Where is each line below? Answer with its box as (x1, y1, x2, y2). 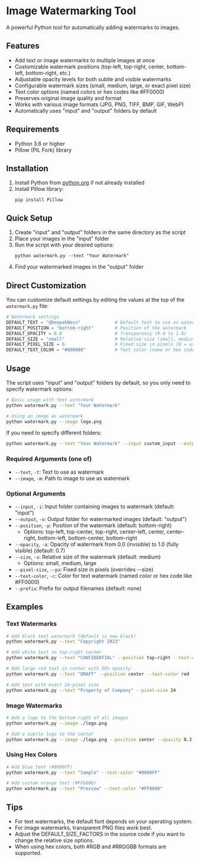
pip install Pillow (14, 197, 63, 203)
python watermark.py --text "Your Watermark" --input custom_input (6, 440, 176, 447)
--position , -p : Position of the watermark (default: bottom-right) (14, 522, 172, 529)
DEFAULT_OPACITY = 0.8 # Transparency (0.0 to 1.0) (6, 330, 187, 336)
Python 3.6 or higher (14, 140, 65, 147)
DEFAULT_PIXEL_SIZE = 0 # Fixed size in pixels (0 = (6, 341, 187, 347)
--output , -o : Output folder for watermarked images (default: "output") (14, 515, 187, 522)
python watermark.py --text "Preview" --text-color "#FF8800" (6, 786, 163, 792)
